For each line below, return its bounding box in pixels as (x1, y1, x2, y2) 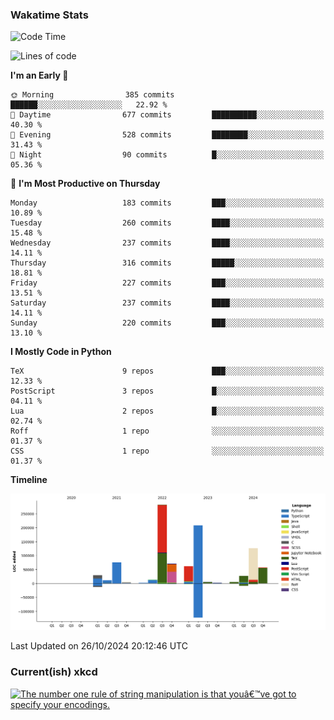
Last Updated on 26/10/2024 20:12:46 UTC (10, 640, 188, 652)
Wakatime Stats (10, 8, 89, 22)
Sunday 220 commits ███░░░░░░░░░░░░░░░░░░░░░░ (10, 318, 325, 328)
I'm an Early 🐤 (10, 69, 69, 82)
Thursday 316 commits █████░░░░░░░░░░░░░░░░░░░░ (10, 258, 325, 268)
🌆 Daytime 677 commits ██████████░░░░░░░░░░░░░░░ (10, 110, 325, 120)
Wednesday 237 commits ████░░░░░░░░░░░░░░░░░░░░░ (10, 238, 325, 248)
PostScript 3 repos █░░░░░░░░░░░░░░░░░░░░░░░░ (10, 386, 325, 397)
